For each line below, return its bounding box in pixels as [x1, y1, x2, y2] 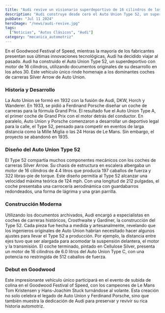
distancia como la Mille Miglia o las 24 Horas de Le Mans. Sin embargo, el [5, 129, 155, 135]
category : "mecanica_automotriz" [5, 35, 74, 40]
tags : [5, 26, 16, 30]
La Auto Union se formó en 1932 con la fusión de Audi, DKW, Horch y [5, 98, 145, 104]
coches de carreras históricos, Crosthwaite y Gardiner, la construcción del [5, 217, 156, 223]
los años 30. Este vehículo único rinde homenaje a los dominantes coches [5, 69, 155, 75]
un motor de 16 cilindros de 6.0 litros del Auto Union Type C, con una [5, 248, 144, 254]
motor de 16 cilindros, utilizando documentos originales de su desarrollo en [5, 63, 157, 69]
